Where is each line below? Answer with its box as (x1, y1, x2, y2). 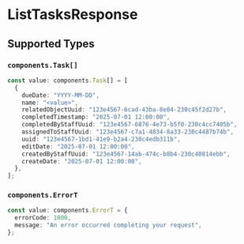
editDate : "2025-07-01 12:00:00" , (21, 142, 135, 151)
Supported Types (7, 37, 96, 51)
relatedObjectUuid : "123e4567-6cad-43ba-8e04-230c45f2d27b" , (21, 106, 227, 114)
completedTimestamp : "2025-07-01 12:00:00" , (21, 113, 171, 122)
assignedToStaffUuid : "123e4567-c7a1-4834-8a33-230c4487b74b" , (21, 128, 235, 136)
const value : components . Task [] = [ (7, 77, 128, 84)
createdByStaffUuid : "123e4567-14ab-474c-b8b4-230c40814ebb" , (21, 150, 231, 158)
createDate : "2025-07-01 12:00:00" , (21, 157, 143, 165)
